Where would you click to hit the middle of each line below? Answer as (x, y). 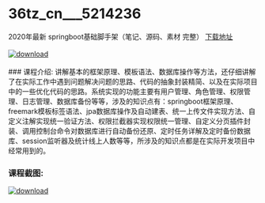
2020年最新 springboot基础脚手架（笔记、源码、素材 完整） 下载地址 (121, 36)
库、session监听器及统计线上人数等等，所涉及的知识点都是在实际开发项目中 (132, 141)
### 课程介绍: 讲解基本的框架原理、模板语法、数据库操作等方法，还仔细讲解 (132, 71)
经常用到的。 (29, 150)
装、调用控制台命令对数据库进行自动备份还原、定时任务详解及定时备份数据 (129, 130)
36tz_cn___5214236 (75, 14)
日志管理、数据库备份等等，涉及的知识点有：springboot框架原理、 (130, 101)
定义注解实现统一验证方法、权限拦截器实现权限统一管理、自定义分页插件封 (129, 121)
